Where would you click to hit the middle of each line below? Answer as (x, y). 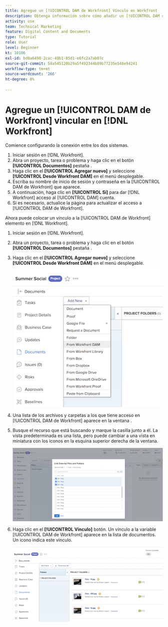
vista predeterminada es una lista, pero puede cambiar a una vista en (83, 436)
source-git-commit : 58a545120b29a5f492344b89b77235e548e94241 (71, 63)
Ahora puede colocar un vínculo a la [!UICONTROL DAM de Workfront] (78, 218)
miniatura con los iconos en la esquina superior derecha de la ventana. (85, 441)
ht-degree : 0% (20, 79)
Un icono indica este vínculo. (42, 540)
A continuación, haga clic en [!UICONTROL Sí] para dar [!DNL (76, 192)
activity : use (20, 21)
